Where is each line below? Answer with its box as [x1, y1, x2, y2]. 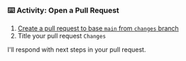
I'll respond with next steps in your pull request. [7, 45, 146, 54]
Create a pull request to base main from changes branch [17, 24, 179, 33]
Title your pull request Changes [17, 32, 106, 40]
